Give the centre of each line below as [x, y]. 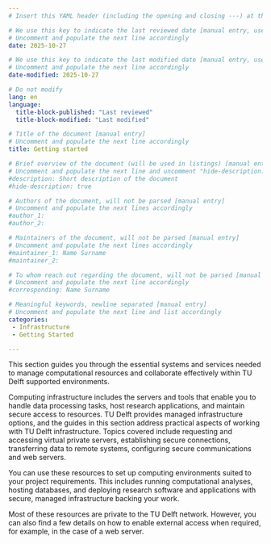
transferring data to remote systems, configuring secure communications [130, 449]
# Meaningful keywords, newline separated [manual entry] [108, 305]
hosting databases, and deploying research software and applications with [132, 490]
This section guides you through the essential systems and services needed [135, 365]
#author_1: [27, 216]
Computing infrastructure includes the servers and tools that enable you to [132, 397]
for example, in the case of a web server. [76, 531]
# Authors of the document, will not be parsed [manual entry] [117, 201]
